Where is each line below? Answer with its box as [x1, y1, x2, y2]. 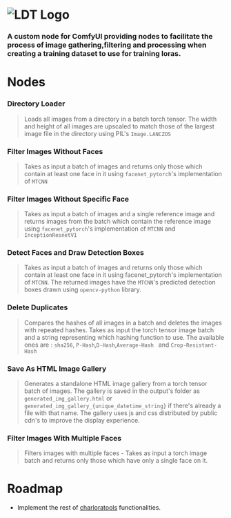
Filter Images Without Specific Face [7, 194, 130, 204]
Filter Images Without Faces [7, 146, 103, 156]
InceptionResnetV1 [23, 232, 77, 239]
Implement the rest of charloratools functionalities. [17, 503, 161, 512]
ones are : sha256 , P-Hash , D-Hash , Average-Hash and [23, 340, 170, 349]
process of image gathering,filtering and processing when [7, 40, 207, 50]
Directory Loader [7, 99, 66, 108]
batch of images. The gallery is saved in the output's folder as [23, 387, 200, 395]
